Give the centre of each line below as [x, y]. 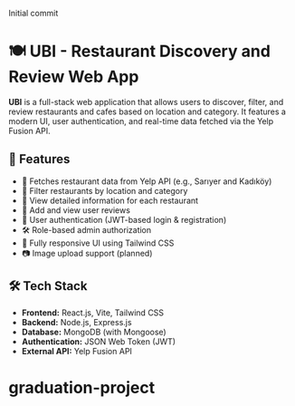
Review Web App [74, 77]
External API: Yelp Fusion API [77, 351]
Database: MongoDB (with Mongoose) [94, 332]
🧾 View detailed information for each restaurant [110, 200]
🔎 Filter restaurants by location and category [105, 190]
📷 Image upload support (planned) [87, 253]
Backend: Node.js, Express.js [76, 322]
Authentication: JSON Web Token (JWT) [99, 341]
